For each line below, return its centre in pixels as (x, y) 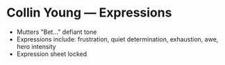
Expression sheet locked (52, 54)
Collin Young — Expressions (89, 13)
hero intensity (36, 46)
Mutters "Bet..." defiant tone (57, 32)
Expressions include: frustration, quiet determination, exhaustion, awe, (117, 39)
